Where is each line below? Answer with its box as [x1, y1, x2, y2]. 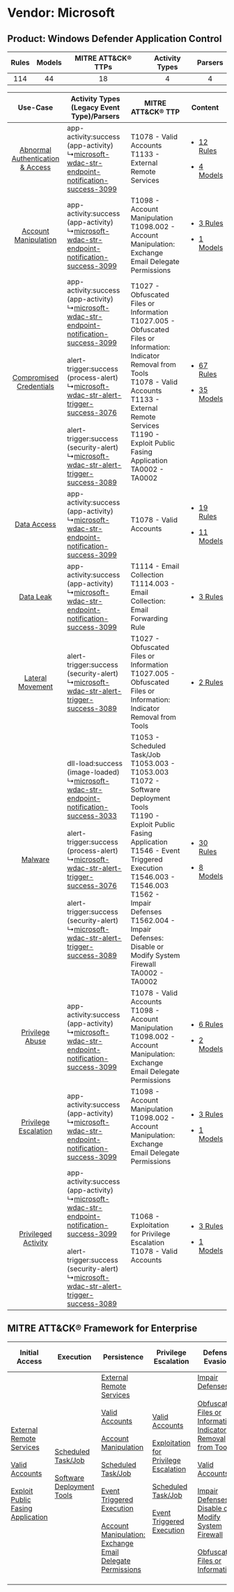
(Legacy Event [70, 103, 120, 112]
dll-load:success [67, 759, 123, 768]
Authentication [11, 154, 60, 163]
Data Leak [18, 592, 52, 601]
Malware [21, 855, 50, 864]
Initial [19, 1348, 39, 1357]
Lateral [24, 673, 47, 682]
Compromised [12, 373, 59, 382]
